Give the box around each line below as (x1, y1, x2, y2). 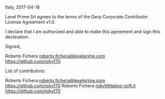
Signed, (5, 44, 21, 49)
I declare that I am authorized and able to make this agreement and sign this (5, 29, 160, 34)
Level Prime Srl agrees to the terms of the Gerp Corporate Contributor (5, 14, 148, 19)
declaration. (5, 34, 30, 40)
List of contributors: (5, 68, 46, 74)
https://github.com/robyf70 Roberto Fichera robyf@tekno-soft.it (5, 83, 136, 89)
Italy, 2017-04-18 (5, 4, 40, 10)
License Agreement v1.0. (5, 19, 55, 25)
